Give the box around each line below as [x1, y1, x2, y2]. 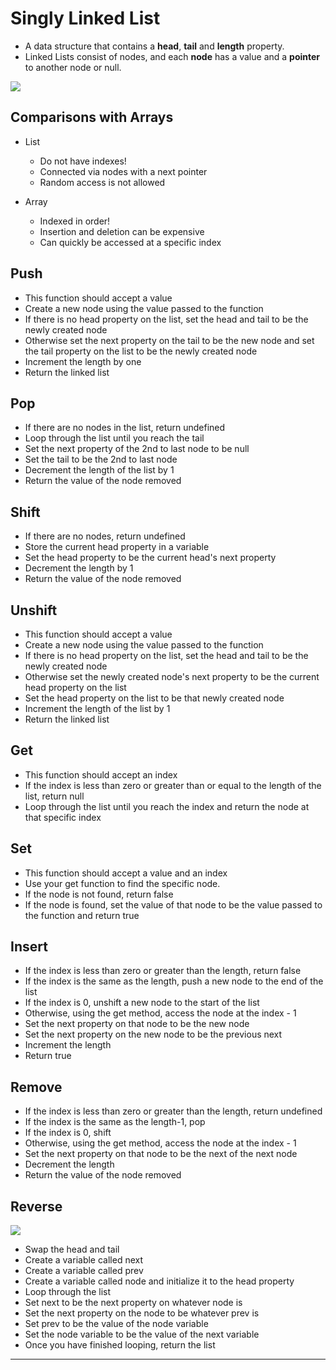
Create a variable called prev [24, 1265, 144, 1277]
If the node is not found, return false [24, 888, 174, 900]
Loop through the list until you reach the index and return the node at [24, 800, 310, 812]
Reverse [10, 1198, 63, 1215]
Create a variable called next [24, 1254, 144, 1266]
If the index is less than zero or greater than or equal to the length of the [24, 779, 322, 791]
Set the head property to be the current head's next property [24, 552, 277, 564]
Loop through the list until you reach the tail [24, 432, 205, 444]
